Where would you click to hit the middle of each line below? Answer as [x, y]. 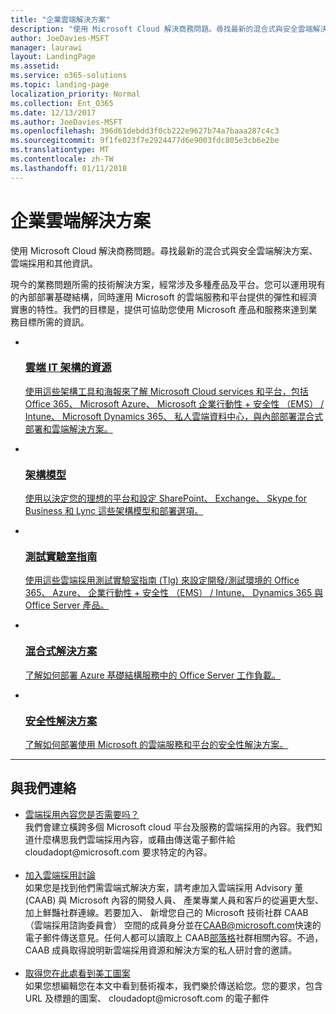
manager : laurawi [46, 47]
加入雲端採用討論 [60, 875]
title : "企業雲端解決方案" [60, 19]
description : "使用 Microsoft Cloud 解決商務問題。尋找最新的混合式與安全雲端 [161, 29]
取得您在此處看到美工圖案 [77, 973]
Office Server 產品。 [67, 605]
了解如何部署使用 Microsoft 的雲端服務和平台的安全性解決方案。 [156, 745]
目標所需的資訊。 [54, 322]
